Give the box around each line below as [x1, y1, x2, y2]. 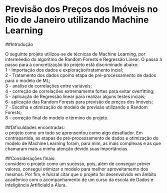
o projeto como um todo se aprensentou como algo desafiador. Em [5, 129, 143, 135]
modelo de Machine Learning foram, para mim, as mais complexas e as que [5, 140, 161, 146]
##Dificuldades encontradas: [5, 124, 65, 130]
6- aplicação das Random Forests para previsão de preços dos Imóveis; [5, 98, 153, 104]
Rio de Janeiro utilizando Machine [5, 14, 149, 25]
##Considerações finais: [5, 155, 56, 161]
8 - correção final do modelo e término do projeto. [5, 114, 109, 120]
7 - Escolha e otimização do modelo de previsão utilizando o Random [5, 104, 148, 110]
